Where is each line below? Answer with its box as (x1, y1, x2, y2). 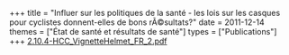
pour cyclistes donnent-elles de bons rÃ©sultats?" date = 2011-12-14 (9, 17, 265, 27)
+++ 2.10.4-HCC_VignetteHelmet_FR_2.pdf (9, 35, 167, 46)
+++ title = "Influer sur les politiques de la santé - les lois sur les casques (9, 8, 281, 18)
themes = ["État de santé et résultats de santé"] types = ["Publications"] (9, 27, 277, 36)
